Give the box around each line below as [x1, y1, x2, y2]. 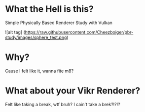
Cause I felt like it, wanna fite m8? [5, 68, 74, 74]
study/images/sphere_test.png [5, 34, 67, 40]
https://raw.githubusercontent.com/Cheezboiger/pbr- [25, 29, 134, 35]
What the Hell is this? [5, 3, 94, 15]
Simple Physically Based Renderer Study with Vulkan [5, 20, 112, 26]
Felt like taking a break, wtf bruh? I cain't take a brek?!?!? [5, 101, 120, 107]
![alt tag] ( [5, 29, 26, 35]
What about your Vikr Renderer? [5, 85, 141, 96]
